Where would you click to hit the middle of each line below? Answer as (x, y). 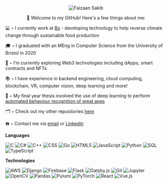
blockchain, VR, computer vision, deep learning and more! (67, 86)
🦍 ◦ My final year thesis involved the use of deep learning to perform (78, 96)
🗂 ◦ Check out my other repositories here (50, 111)
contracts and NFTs (26, 68)
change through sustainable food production (52, 35)
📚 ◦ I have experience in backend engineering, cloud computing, (74, 78)
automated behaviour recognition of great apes (55, 101)
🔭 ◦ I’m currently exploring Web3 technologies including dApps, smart (79, 63)
